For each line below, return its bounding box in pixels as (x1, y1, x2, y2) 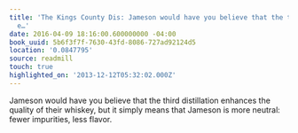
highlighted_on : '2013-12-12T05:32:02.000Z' (9, 71, 176, 80)
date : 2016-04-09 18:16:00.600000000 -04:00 (9, 29, 176, 38)
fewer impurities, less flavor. (9, 113, 113, 124)
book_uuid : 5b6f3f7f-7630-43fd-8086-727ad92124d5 (9, 37, 197, 47)
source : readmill (9, 54, 74, 63)
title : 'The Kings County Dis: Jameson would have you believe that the (9, 12, 284, 22)
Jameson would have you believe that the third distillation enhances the (9, 95, 271, 106)
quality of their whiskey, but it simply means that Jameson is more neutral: (9, 104, 281, 115)
